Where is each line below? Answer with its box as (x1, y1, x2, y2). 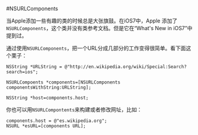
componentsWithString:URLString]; (6, 85, 92, 91)
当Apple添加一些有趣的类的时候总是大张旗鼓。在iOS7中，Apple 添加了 (6, 17, 178, 24)
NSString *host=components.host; (6, 95, 89, 101)
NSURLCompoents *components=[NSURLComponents (6, 79, 120, 85)
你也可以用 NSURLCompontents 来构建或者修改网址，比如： (6, 106, 142, 113)
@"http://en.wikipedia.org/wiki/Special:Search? (64, 64, 187, 70)
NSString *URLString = (6, 64, 62, 70)
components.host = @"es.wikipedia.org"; (6, 118, 108, 124)
